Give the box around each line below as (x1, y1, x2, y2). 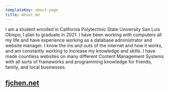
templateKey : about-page (5, 7, 58, 13)
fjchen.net (5, 78, 39, 87)
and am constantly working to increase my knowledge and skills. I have (5, 48, 156, 54)
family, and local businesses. (5, 64, 67, 70)
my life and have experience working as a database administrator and (5, 37, 152, 43)
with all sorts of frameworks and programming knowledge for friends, (5, 58, 152, 65)
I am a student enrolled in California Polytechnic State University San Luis (5, 26, 160, 32)
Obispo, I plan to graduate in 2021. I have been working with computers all (5, 32, 162, 38)
